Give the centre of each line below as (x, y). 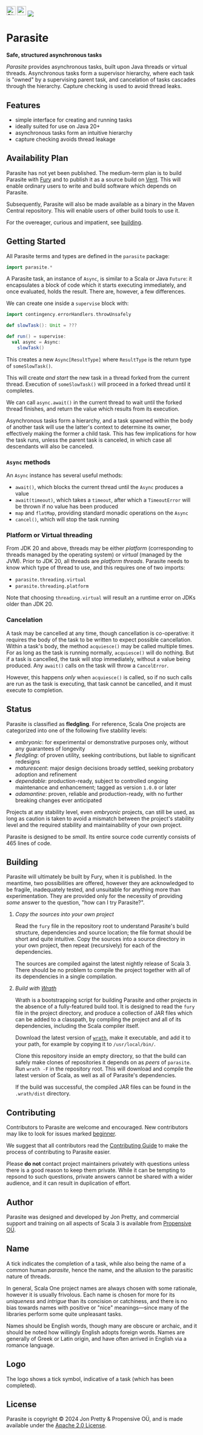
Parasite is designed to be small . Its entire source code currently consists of (101, 837)
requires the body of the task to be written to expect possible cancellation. (99, 639)
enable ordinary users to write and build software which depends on (92, 186)
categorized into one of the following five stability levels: (77, 730)
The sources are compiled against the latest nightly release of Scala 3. (103, 964)
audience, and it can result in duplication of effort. (69, 1183)
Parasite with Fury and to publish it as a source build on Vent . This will (93, 179)
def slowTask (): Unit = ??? (42, 326)
